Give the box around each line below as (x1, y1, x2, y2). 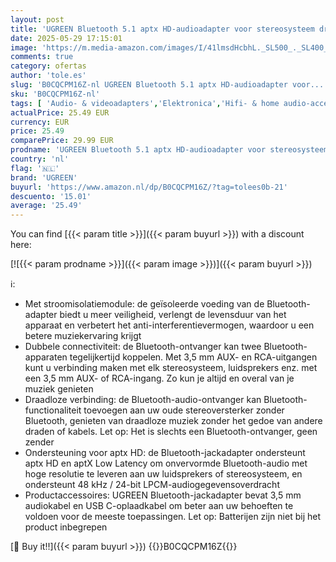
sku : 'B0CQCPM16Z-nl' (10, 89, 101, 99)
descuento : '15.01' (10, 191, 92, 201)
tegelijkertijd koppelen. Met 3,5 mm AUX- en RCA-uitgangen (69, 351, 318, 363)
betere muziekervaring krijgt (24, 330, 142, 342)
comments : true (10, 52, 74, 62)
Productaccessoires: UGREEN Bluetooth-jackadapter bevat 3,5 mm (24, 489, 302, 501)
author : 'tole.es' (10, 71, 87, 81)
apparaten (24, 351, 68, 363)
